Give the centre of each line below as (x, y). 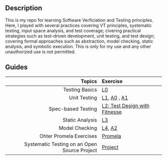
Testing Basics (80, 90)
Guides (17, 67)
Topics (89, 81)
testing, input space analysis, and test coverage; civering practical (73, 30)
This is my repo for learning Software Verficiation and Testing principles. (79, 20)
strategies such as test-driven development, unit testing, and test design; (80, 36)
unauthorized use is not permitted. (41, 52)
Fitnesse (112, 112)
